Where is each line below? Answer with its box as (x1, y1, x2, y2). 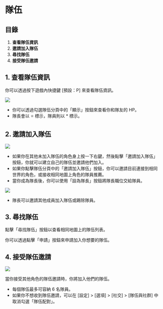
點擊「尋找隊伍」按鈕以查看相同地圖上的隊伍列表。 (5, 227, 108, 233)
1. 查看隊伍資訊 (5, 73, 50, 82)
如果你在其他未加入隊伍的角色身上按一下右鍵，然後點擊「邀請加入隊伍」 (12, 153, 158, 159)
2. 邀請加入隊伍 (5, 130, 51, 138)
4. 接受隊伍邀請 (5, 253, 51, 261)
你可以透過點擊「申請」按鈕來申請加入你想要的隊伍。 (5, 237, 112, 243)
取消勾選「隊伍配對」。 (12, 299, 58, 305)
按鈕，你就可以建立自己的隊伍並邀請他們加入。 (12, 159, 106, 165)
